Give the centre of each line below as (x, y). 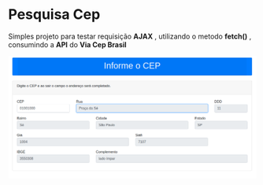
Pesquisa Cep (54, 15)
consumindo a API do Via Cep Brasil (68, 44)
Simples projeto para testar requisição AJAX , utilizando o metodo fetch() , (130, 36)
